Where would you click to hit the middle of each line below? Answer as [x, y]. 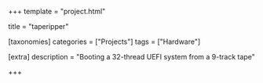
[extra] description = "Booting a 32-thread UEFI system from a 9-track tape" [131, 57]
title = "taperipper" [38, 26]
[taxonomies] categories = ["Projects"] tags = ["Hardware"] [104, 41]
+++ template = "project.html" [57, 11]
